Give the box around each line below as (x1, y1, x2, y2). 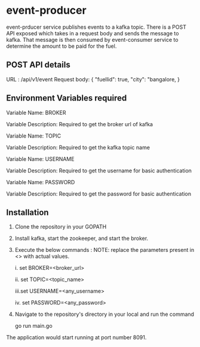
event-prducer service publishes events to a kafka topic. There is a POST (6, 23, 187, 31)
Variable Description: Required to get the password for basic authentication (6, 190, 192, 197)
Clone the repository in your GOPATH (14, 223, 107, 230)
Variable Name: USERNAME (6, 155, 75, 162)
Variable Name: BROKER (6, 109, 67, 116)
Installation (6, 207, 49, 217)
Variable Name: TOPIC (6, 132, 61, 139)
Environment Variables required (6, 93, 127, 104)
